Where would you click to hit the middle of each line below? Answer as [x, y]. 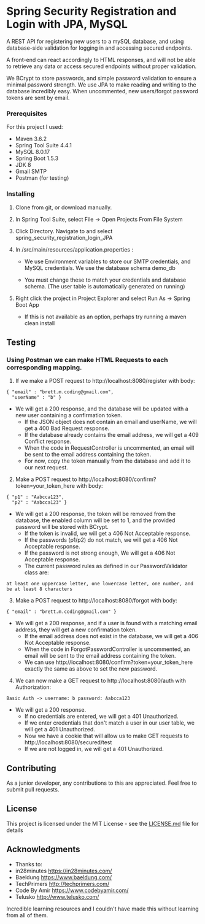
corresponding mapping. [44, 368]
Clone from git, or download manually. [64, 207]
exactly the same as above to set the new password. [91, 669]
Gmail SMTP [31, 171]
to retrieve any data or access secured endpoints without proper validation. [102, 66]
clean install [40, 323]
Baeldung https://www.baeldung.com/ [64, 877]
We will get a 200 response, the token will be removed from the [95, 514]
